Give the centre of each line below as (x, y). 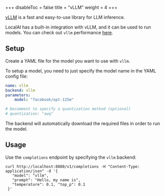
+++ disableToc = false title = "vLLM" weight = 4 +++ (61, 7)
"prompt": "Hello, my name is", (46, 180)
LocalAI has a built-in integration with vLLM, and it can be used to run (78, 27)
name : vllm (17, 85)
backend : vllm (20, 90)
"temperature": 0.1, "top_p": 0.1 (49, 184)
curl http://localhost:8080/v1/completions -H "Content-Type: (73, 166)
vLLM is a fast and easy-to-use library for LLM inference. (65, 17)
